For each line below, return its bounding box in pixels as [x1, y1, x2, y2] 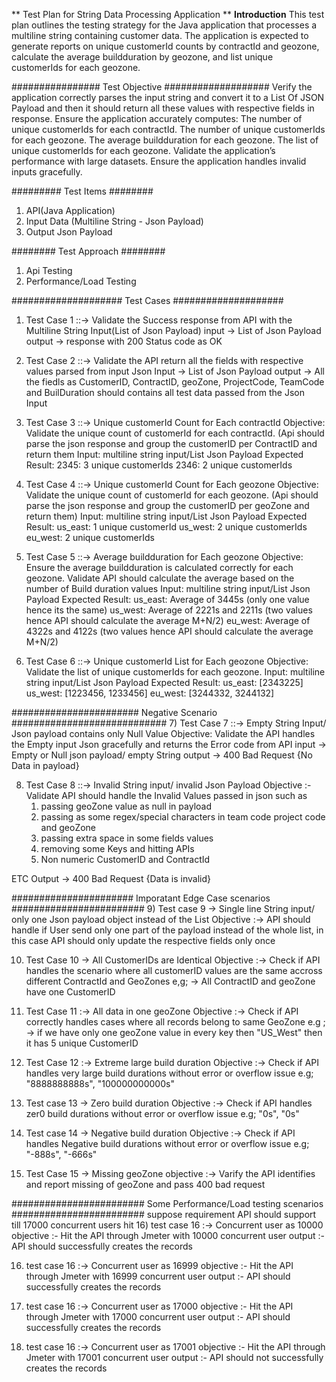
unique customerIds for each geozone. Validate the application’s [11, 145, 276, 156]
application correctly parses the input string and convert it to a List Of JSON [11, 92, 325, 103]
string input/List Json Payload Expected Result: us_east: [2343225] [25, 677, 304, 688]
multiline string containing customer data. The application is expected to [11, 30, 309, 41]
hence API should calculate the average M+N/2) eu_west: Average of [25, 615, 311, 626]
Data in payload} [11, 760, 80, 771]
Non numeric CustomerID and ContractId [40, 854, 211, 865]
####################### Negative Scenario [11, 707, 218, 718]
